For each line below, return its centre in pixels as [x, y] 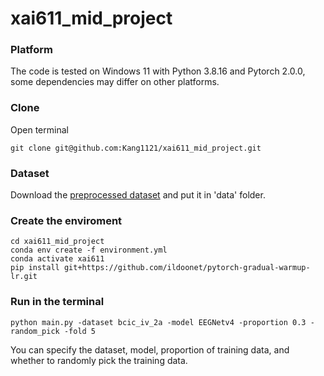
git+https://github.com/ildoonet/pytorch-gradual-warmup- [187, 268]
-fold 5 [80, 331]
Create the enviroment [66, 220]
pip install [35, 268]
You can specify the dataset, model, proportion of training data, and [150, 349]
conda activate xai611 [57, 259]
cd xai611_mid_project [57, 242]
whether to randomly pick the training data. [99, 360]
